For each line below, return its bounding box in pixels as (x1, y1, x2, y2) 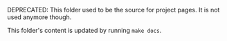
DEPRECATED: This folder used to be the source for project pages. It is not (7, 6, 220, 14)
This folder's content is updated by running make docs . (7, 27, 162, 34)
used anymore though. (7, 13, 72, 21)
